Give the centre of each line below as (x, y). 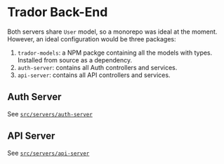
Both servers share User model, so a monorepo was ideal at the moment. (112, 32)
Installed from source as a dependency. (74, 60)
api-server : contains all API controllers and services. (94, 75)
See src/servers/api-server (48, 153)
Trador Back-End (58, 12)
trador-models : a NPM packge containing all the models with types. (115, 53)
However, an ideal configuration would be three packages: (92, 39)
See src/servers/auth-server (50, 114)
